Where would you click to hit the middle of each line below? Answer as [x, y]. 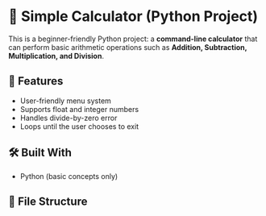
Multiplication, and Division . [56, 56]
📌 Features [36, 81]
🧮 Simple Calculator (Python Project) [133, 17]
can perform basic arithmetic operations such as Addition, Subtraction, [128, 47]
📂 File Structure [48, 201]
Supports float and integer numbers [79, 109]
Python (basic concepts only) [69, 176]
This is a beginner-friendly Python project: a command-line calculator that [133, 39]
